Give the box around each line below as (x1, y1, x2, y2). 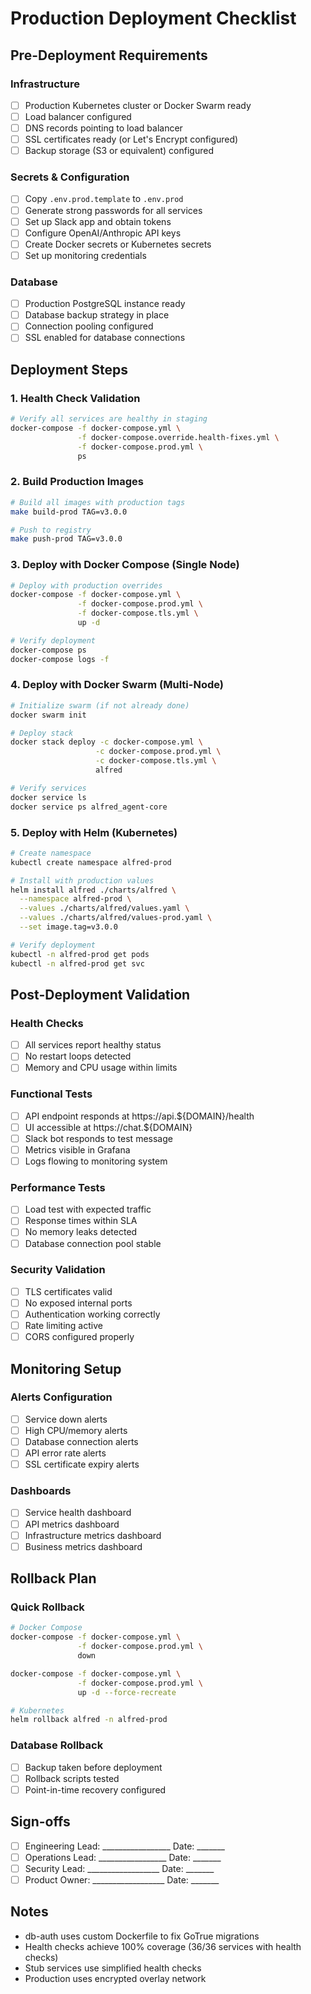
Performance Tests (10, 1180, 106, 1194)
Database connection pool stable (24, 1237, 162, 1249)
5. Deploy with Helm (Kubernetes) (10, 825, 178, 839)
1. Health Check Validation (10, 391, 141, 405)
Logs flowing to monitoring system (24, 1155, 168, 1167)
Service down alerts (24, 1413, 108, 1425)
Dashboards (10, 1484, 72, 1498)
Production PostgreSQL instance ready (24, 298, 186, 310)
